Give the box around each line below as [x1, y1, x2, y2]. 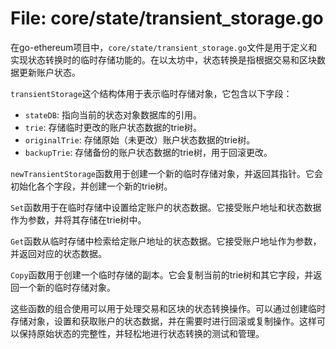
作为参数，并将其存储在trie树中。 [10, 213, 147, 226]
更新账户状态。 [18, 66, 81, 78]
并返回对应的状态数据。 [10, 247, 107, 259]
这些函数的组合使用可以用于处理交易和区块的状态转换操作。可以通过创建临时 [10, 302, 326, 314]
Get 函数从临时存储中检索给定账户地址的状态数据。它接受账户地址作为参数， [10, 235, 322, 247]
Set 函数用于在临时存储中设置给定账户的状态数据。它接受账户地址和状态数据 [10, 201, 322, 213]
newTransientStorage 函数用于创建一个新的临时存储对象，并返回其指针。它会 [10, 167, 324, 179]
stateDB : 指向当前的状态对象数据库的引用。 [24, 108, 202, 121]
